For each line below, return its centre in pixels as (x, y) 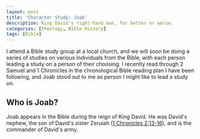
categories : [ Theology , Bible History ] (56, 29)
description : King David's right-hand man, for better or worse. (90, 23)
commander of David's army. (42, 129)
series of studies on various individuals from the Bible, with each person (96, 58)
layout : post (23, 12)
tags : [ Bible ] (24, 34)
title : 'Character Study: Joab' (47, 17)
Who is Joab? (32, 102)
